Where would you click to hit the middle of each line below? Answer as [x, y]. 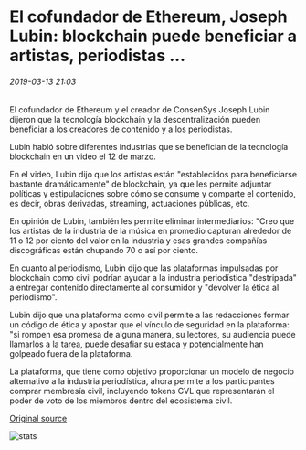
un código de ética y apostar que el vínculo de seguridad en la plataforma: [149, 325]
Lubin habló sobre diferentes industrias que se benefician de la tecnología [149, 147]
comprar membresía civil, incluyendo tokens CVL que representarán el [142, 391]
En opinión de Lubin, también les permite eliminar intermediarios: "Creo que [152, 221]
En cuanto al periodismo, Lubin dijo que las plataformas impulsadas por [144, 268]
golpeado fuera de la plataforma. [71, 354]
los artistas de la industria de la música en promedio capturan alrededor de [151, 231]
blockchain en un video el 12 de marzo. [83, 156]
